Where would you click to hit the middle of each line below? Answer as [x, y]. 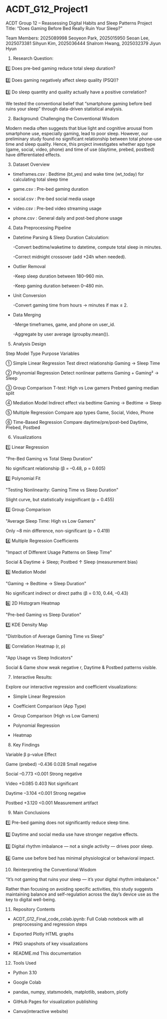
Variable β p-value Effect [31, 754]
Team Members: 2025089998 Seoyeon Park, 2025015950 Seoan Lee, [78, 38]
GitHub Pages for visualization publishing [55, 1002]
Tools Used [24, 963]
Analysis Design [29, 343]
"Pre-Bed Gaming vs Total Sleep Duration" [49, 458]
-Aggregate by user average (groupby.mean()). [61, 334]
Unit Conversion [29, 295]
